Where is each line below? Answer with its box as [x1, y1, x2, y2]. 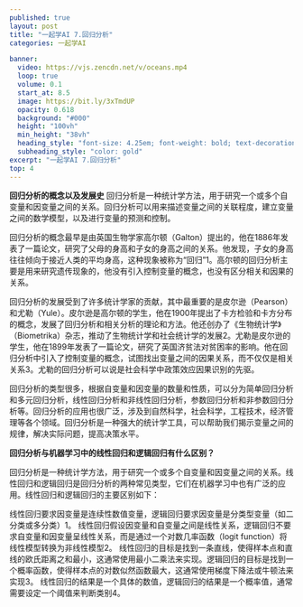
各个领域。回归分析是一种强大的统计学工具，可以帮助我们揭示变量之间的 [24, 416, 294, 427]
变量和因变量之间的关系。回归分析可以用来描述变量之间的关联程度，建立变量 [9, 201, 294, 212]
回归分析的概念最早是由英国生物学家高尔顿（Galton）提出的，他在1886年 [9, 231, 281, 242]
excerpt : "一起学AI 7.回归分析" [9, 155, 122, 164]
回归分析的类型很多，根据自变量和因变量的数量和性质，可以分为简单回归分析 [9, 383, 294, 394]
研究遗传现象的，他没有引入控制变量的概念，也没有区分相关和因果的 [40, 266, 294, 276]
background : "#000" [17, 114, 91, 123]
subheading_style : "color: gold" [17, 147, 143, 156]
